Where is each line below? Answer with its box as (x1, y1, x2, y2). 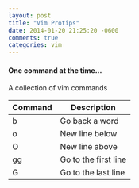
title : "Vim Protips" (8, 19, 80, 27)
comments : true (8, 33, 59, 42)
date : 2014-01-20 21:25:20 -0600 (8, 26, 119, 34)
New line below (60, 129, 118, 140)
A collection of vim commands (8, 83, 108, 93)
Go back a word (60, 116, 119, 127)
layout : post (8, 11, 52, 20)
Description (70, 102, 117, 113)
